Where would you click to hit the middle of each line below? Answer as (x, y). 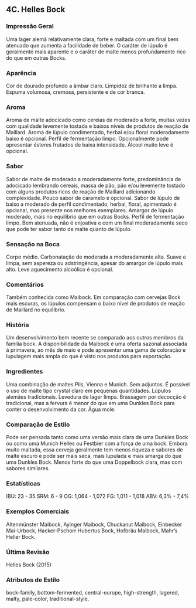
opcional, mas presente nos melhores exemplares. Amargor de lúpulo (90, 210)
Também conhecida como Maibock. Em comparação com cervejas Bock (93, 297)
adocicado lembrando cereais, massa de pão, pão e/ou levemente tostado (96, 185)
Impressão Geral (30, 26)
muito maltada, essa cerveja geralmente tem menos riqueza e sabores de (94, 450)
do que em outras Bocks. (36, 57)
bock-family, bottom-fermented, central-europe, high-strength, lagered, (93, 593)
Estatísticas (23, 483)
